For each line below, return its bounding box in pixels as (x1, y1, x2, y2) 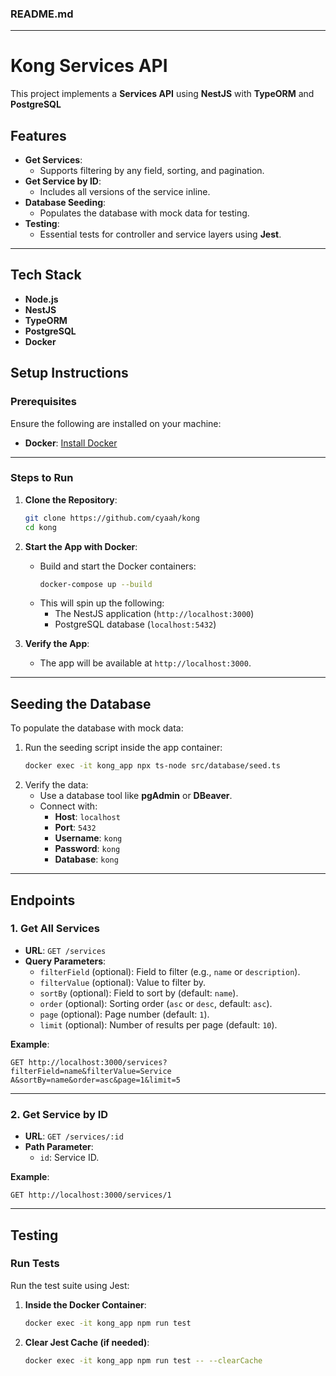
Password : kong (54, 843, 121, 855)
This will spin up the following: (39, 597, 165, 609)
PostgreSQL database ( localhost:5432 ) (54, 618, 217, 631)
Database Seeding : (24, 197, 107, 209)
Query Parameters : (24, 955, 107, 967)
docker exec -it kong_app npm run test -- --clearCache (24, 1355, 263, 1366)
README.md (10, 7, 74, 21)
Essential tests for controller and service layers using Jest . (39, 228, 282, 241)
